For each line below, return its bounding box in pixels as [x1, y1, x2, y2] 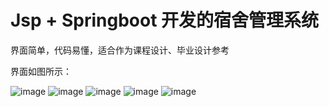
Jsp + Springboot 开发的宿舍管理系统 [10, 9, 320, 32]
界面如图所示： [10, 65, 72, 77]
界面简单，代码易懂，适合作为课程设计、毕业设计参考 [10, 44, 230, 56]
